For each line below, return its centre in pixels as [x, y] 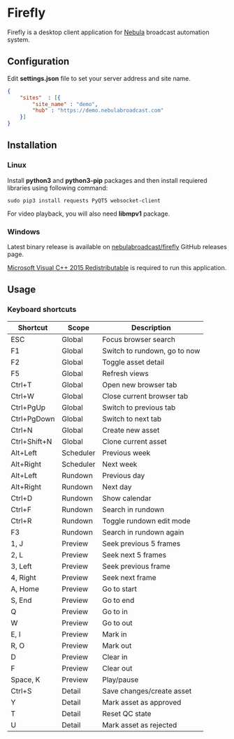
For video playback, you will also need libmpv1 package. [89, 214]
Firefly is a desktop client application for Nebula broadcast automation [108, 32]
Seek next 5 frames [134, 555]
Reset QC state [127, 713]
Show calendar [127, 498]
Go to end [118, 600]
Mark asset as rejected [140, 725]
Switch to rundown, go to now [151, 350]
